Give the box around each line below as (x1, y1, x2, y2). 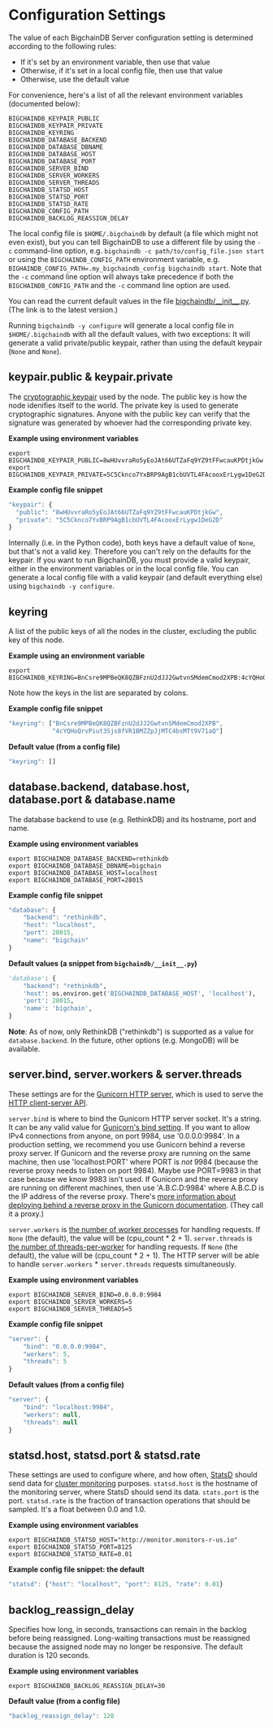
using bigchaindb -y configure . (8, 581, 115, 591)
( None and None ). (8, 346, 63, 356)
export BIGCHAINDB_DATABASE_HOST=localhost (8, 868, 158, 877)
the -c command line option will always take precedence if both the (8, 271, 234, 282)
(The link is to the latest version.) (8, 304, 119, 314)
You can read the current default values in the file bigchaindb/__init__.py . (8, 295, 251, 306)
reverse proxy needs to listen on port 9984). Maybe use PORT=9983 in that (8, 1166, 262, 1175)
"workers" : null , (23, 1411, 82, 1419)
